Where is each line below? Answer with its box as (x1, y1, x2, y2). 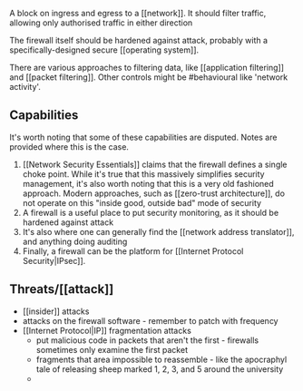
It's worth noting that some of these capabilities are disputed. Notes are (9, 132, 278, 142)
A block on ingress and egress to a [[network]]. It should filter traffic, (9, 8, 267, 18)
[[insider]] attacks (22, 306, 90, 317)
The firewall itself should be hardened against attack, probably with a (9, 35, 269, 45)
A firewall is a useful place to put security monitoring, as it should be (22, 207, 279, 218)
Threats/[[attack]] (9, 281, 114, 298)
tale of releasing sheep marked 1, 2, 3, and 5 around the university (35, 363, 284, 375)
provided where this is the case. (9, 141, 130, 152)
